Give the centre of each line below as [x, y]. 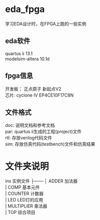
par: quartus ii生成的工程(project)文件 [44, 132]
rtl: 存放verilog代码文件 [29, 138]
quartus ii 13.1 [19, 53]
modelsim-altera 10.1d [27, 59]
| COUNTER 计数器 [24, 193]
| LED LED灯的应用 [24, 200]
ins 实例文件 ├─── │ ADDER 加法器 [42, 181]
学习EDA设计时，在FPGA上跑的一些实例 [46, 24]
